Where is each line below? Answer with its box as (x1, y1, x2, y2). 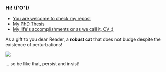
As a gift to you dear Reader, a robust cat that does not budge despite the (5, 36, 161, 42)
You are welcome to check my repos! (12, 16, 91, 22)
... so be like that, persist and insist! (5, 61, 80, 67)
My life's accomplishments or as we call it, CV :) (12, 26, 114, 32)
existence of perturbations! (5, 42, 62, 48)
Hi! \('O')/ (5, 4, 30, 11)
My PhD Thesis (12, 21, 45, 27)
